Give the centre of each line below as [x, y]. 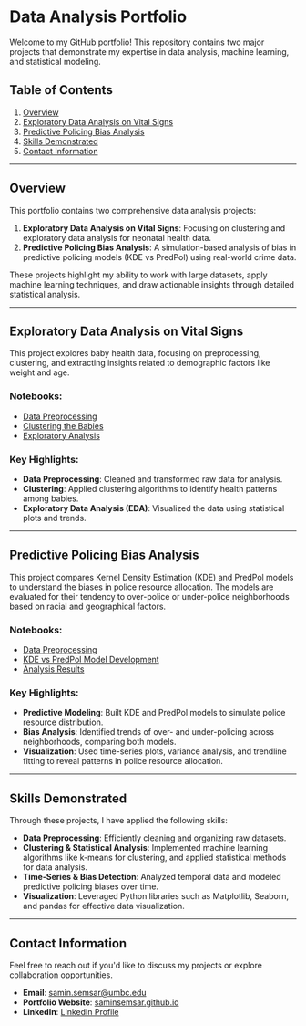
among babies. [51, 498]
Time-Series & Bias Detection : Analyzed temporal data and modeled [152, 877]
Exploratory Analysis [61, 435]
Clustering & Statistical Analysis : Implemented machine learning [145, 848]
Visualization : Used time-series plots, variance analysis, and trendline [154, 751]
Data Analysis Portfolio [98, 17]
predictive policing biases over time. [91, 886]
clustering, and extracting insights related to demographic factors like [140, 363]
